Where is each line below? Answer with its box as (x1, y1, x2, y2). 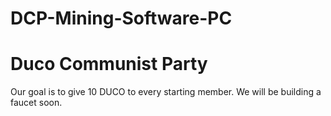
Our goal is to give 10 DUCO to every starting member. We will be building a (10, 86, 322, 98)
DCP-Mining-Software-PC (10, 7, 233, 30)
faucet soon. (10, 97, 63, 109)
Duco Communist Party (10, 53, 208, 76)
